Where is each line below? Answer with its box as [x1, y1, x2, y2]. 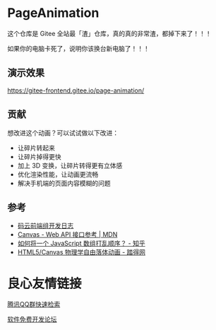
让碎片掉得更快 [17, 152, 61, 160]
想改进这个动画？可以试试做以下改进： [7, 129, 119, 137]
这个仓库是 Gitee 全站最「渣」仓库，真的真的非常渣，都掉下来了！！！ [7, 29, 212, 37]
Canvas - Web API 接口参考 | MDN [17, 230, 118, 239]
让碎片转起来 [17, 143, 55, 152]
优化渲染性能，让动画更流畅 [17, 170, 99, 178]
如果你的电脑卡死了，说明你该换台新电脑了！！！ [7, 44, 150, 52]
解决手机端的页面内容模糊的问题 [17, 179, 111, 187]
